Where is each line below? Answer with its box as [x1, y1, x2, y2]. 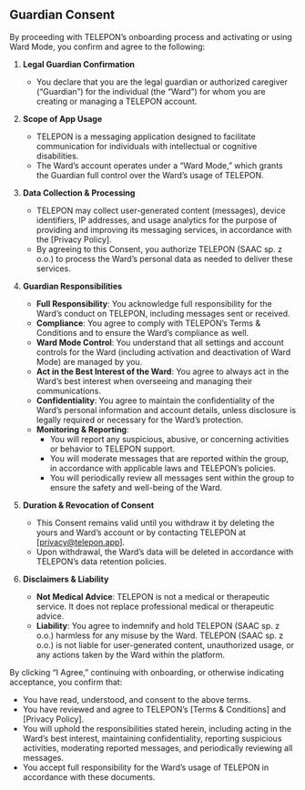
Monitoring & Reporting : [36, 423, 129, 435]
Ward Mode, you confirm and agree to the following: [9, 41, 206, 52]
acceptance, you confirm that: [9, 676, 123, 687]
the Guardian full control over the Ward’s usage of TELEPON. [36, 169, 264, 180]
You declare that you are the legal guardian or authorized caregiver [36, 76, 289, 87]
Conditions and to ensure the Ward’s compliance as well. [36, 327, 249, 338]
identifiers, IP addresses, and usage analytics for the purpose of [36, 214, 278, 226]
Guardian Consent [9, 7, 116, 23]
